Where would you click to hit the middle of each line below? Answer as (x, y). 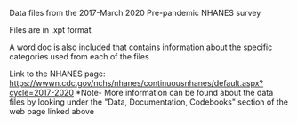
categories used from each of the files (79, 56)
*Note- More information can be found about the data (174, 93)
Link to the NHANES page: (57, 74)
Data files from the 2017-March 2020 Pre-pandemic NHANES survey (135, 13)
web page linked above (52, 111)
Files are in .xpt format (50, 30)
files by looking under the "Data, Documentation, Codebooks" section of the (149, 102)
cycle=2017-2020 (41, 93)
